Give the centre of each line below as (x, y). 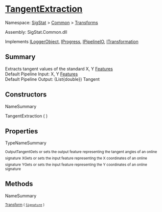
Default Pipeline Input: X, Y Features (42, 74)
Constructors (26, 95)
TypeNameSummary (26, 143)
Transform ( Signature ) (25, 205)
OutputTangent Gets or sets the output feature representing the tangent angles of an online (81, 152)
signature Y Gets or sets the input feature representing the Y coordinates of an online (76, 165)
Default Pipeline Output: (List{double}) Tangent (52, 79)
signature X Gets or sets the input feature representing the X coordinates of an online (76, 158)
